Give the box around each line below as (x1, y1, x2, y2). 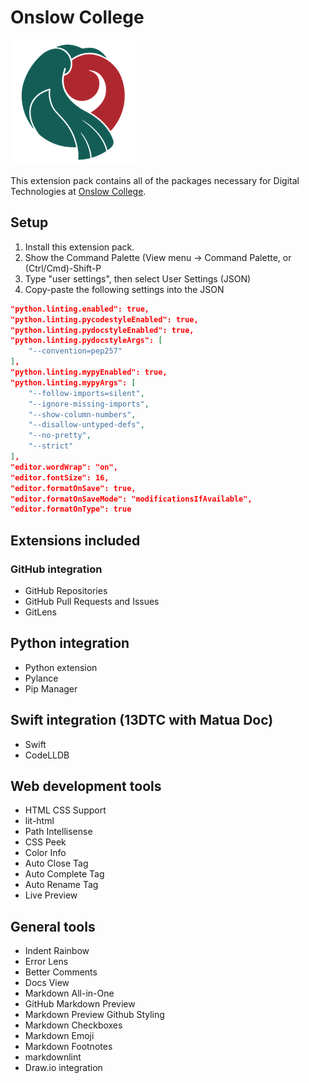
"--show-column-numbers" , (28, 409, 137, 420)
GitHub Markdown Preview (24, 998, 136, 1010)
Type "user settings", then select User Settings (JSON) (24, 272, 252, 285)
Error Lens (24, 956, 69, 968)
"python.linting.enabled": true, (10, 304, 150, 314)
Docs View (24, 977, 70, 989)
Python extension (24, 661, 98, 673)
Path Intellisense (24, 826, 93, 838)
